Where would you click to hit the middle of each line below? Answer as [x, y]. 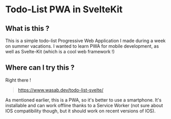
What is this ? [27, 28]
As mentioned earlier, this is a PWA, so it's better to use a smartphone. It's [83, 100]
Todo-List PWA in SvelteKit [64, 9]
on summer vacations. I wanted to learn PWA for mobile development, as [82, 46]
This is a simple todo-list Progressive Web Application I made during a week [85, 41]
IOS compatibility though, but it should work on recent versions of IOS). [81, 111]
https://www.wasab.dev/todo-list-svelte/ [61, 90]
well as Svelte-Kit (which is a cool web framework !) [60, 52]
